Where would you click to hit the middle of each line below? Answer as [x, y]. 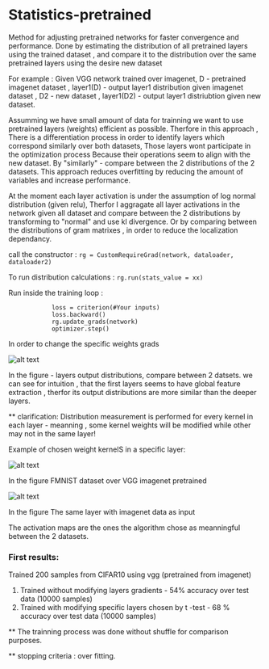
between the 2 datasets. [49, 536]
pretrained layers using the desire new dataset [85, 63]
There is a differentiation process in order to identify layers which [117, 137]
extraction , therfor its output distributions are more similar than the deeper [132, 392]
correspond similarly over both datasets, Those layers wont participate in [130, 145]
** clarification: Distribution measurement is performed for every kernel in [131, 416]
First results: [34, 557]
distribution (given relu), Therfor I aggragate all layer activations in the [124, 204]
